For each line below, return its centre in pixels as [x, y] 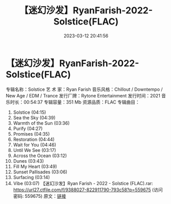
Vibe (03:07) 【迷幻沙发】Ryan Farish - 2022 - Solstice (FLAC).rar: [83, 183]
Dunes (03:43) [28, 161]
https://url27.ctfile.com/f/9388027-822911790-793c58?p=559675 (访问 [88, 190]
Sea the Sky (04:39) [34, 117]
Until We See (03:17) [35, 150]
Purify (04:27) [28, 129]
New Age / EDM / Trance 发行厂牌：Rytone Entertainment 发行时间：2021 [83, 95]
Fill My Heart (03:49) [35, 166]
